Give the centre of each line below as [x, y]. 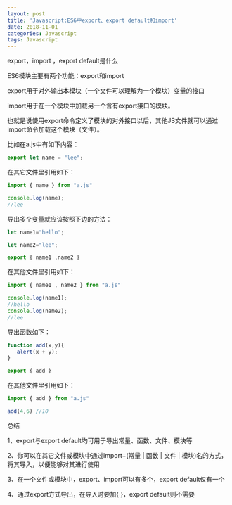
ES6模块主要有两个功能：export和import [66, 76]
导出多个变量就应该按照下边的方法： [60, 219]
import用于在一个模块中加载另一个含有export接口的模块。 [91, 106]
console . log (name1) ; [38, 298]
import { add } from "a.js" [49, 399]
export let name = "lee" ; [45, 158]
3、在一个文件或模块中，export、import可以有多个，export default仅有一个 [116, 479]
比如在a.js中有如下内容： [43, 144]
